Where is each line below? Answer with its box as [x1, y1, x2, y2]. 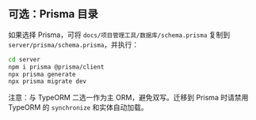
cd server [8, 55, 41, 63]
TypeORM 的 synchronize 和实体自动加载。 [8, 103, 148, 112]
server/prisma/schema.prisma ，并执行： [8, 39, 139, 49]
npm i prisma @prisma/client [8, 62, 105, 71]
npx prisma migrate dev [8, 77, 87, 85]
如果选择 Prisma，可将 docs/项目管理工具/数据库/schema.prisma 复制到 [8, 30, 231, 39]
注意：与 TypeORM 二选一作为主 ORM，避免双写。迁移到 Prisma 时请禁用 [8, 93, 249, 103]
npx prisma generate [8, 70, 77, 78]
